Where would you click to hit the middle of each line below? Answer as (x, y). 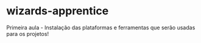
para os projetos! (28, 33)
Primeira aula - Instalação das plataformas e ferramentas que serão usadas (101, 27)
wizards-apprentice (58, 11)
